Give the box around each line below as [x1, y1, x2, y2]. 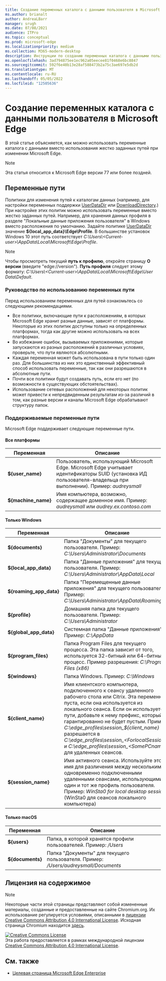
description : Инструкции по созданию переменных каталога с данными [5, 53, 149, 58]
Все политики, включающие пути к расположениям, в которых [12, 313, 146, 319]
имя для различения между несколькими [64, 763, 165, 770]
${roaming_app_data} [7, 588, 59, 595]
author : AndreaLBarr [5, 16, 48, 21]
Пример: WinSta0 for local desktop [64, 788, 147, 795]
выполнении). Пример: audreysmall [56, 483, 142, 490]
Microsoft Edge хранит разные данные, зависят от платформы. [12, 318, 145, 324]
